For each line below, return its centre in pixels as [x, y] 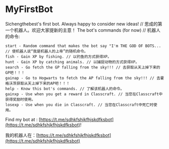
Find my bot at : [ [23, 119]
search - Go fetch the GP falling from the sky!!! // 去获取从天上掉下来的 [83, 67]
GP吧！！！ [15, 72]
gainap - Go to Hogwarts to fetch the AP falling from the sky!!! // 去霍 [85, 78]
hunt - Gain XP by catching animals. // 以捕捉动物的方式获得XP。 [72, 62]
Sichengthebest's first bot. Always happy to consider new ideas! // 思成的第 [84, 24]
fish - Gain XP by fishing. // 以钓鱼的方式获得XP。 [59, 56]
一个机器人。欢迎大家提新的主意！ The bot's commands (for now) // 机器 [81, 30]
